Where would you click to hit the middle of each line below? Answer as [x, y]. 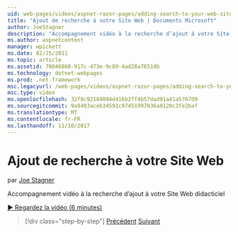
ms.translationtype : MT [42, 112]
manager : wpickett [34, 47]
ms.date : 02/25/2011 [38, 54]
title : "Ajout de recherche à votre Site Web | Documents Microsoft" [112, 21]
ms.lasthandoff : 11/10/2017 [49, 126]
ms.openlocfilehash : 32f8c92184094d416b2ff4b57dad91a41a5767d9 [103, 100]
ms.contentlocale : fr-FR [44, 119]
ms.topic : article [34, 60]
